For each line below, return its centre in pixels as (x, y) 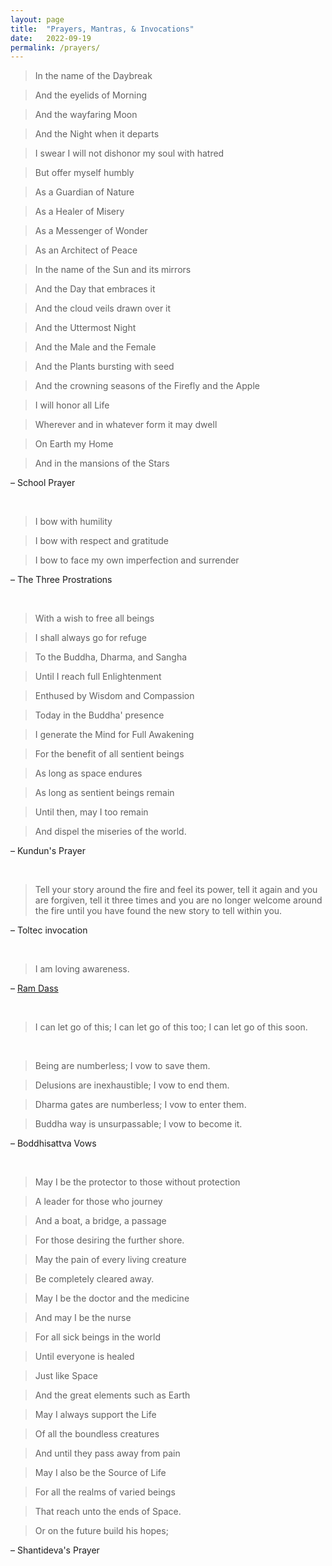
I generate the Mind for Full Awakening (114, 735)
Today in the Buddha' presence (99, 715)
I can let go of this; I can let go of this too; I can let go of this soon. (171, 1027)
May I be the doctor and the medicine (112, 1298)
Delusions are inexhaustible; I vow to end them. (132, 1085)
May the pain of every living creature (110, 1260)
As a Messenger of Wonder (91, 231)
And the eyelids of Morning (91, 95)
